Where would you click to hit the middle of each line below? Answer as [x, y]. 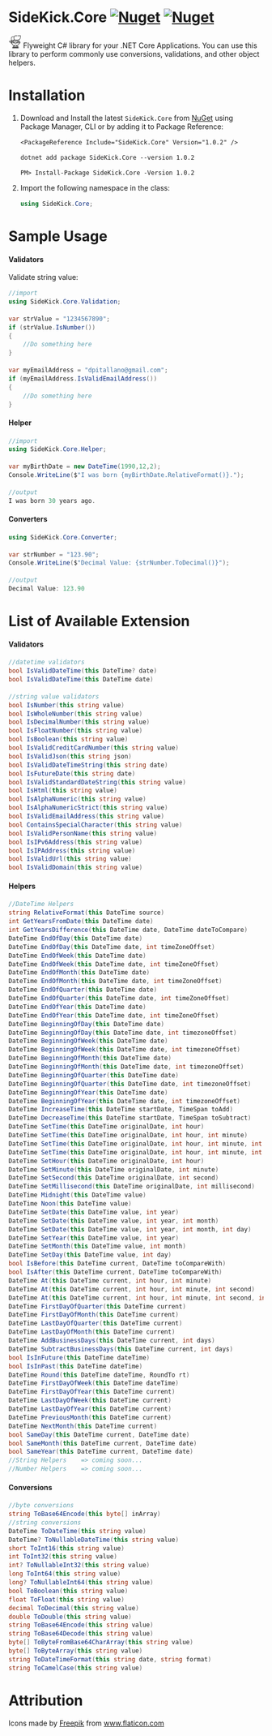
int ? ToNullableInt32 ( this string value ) [79, 1566]
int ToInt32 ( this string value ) [63, 1557]
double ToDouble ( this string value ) [70, 1617]
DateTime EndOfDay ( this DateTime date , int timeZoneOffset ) [112, 947]
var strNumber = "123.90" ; [54, 554]
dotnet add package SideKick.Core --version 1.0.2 [107, 157]
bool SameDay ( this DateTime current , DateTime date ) [99, 1435]
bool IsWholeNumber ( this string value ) [76, 714]
